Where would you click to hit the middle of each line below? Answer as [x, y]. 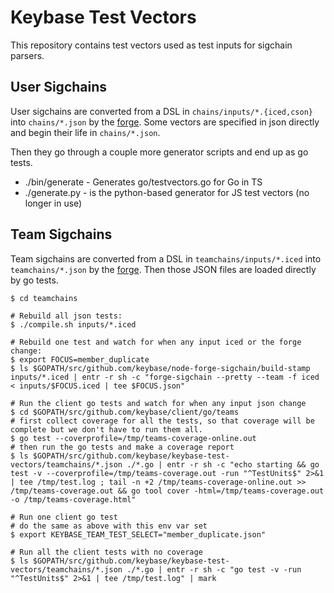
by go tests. [34, 280]
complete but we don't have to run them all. [106, 429]
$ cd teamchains [44, 298]
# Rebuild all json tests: [66, 316]
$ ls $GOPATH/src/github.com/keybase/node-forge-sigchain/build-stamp [160, 368]
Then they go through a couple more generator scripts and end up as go [159, 152]
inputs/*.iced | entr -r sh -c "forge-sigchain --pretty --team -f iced [165, 377]
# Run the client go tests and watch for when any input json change [158, 403]
